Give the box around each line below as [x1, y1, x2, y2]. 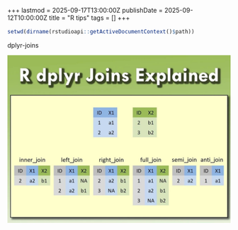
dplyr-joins [7, 40, 39, 49]
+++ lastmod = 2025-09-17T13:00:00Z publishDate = [7, 6, 163, 14]
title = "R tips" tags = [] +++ [48, 13, 130, 22]
